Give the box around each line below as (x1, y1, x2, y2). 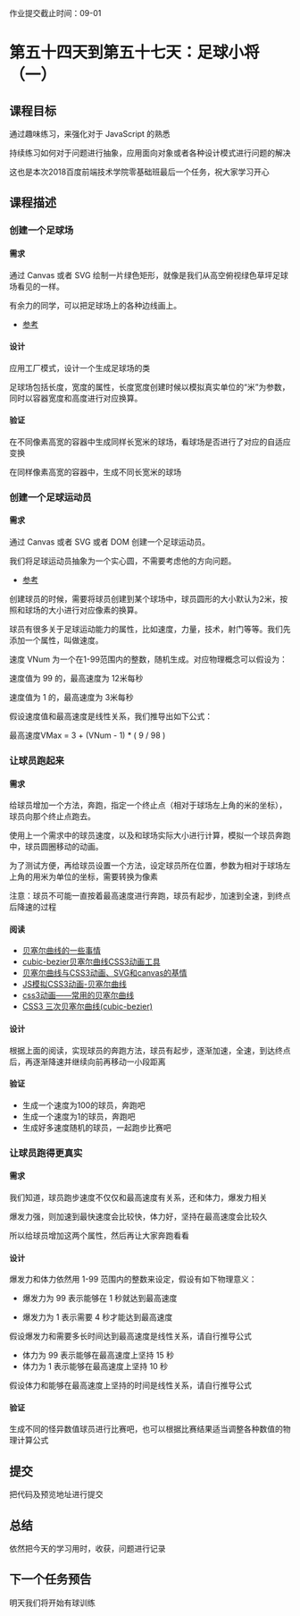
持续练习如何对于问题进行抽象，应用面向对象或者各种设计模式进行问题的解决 (9, 148, 291, 158)
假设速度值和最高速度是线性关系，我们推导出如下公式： (9, 711, 212, 722)
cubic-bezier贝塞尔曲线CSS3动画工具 (21, 956, 161, 968)
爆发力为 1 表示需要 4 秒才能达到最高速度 (21, 1312, 173, 1323)
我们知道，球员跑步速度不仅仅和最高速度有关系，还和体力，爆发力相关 (9, 1192, 268, 1203)
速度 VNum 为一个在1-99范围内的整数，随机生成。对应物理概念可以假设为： (9, 654, 288, 664)
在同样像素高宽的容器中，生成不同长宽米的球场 (9, 466, 181, 477)
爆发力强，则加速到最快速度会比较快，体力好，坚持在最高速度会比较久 (9, 1211, 268, 1222)
